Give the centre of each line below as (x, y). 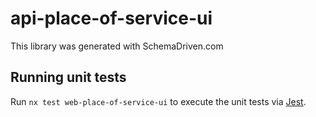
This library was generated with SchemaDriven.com (117, 46)
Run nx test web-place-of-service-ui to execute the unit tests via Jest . (158, 101)
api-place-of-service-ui (111, 18)
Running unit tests (68, 77)
